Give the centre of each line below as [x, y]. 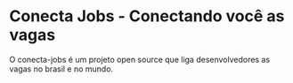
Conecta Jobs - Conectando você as [147, 16]
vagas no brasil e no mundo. [61, 69]
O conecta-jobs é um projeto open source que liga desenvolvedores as [139, 59]
